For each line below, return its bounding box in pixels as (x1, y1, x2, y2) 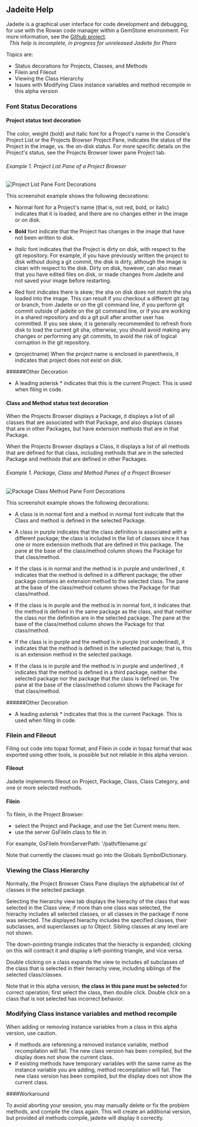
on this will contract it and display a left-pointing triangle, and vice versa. (6, 947, 183, 954)
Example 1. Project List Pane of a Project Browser (6, 162, 126, 169)
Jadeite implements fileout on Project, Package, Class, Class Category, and (6, 778, 190, 785)
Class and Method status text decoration (6, 399, 109, 406)
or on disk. (14, 216, 41, 224)
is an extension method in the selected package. (14, 651, 133, 658)
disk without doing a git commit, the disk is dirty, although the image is (14, 258, 187, 265)
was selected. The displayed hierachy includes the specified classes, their (6, 916, 187, 923)
